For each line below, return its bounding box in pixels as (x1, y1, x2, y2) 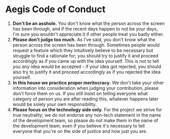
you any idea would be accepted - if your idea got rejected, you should (12, 63, 161, 69)
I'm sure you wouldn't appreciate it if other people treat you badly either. (12, 31, 164, 37)
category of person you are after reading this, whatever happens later (12, 95, 159, 102)
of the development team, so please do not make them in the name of (12, 117, 158, 123)
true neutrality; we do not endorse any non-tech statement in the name (12, 112, 161, 118)
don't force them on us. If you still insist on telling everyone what (12, 90, 148, 96)
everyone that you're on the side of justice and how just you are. (12, 128, 148, 134)
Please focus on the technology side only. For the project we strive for (12, 107, 162, 113)
